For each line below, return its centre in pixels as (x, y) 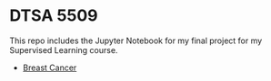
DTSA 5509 (54, 16)
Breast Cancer (50, 67)
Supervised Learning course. (64, 49)
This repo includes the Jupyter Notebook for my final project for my (136, 40)
